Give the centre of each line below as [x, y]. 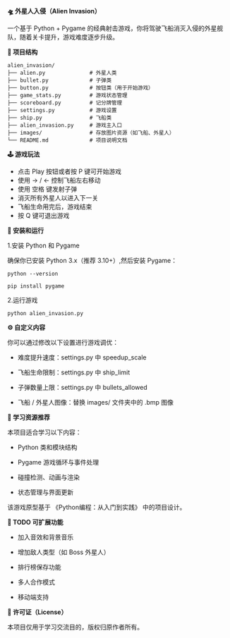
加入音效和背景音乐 [46, 537]
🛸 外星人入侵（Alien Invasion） [54, 11]
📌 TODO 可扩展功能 [35, 522]
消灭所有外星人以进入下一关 [58, 198]
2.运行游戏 [23, 300]
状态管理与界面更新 [46, 492]
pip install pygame [36, 286]
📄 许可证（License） [37, 612]
